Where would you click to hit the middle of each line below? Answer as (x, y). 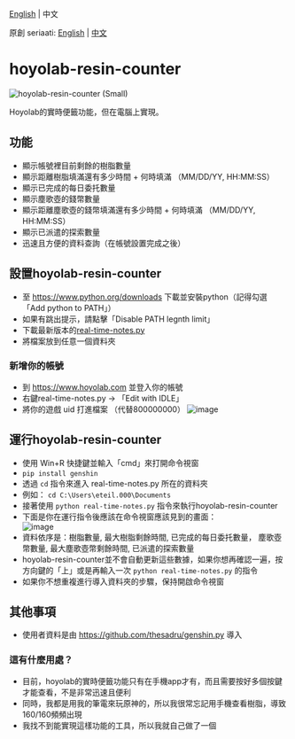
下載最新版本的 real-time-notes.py (83, 330)
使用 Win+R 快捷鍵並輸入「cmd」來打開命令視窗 (110, 463)
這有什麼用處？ (41, 660)
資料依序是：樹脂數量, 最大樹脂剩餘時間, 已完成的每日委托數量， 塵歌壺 (151, 537)
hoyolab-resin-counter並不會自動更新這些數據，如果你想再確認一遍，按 (152, 559)
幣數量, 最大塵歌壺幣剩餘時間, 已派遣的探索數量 (108, 548)
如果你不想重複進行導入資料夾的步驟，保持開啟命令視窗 (123, 581)
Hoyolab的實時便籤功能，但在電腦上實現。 (86, 112)
